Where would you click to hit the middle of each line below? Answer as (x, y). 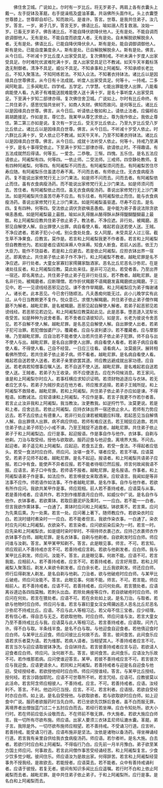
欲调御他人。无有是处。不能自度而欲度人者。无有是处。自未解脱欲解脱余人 (79, 38)
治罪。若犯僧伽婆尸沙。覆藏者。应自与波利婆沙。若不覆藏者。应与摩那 (88, 330)
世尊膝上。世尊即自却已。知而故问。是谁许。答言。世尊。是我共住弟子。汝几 (81, 19)
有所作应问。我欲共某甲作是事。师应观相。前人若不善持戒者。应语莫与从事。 (81, 488)
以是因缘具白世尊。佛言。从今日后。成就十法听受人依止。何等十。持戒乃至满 (81, 141)
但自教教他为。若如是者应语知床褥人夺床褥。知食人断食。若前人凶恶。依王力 (81, 245)
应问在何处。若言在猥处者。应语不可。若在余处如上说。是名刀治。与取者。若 (81, 598)
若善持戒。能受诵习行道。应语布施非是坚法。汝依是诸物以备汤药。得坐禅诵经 (81, 732)
